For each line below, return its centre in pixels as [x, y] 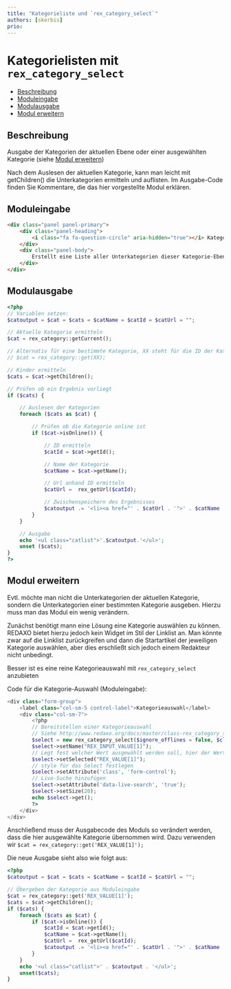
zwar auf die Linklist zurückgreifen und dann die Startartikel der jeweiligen [112, 640]
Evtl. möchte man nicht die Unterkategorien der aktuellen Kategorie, [103, 597]
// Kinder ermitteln [37, 370]
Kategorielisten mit [63, 60]
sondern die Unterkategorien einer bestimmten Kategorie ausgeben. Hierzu [114, 605]
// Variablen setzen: [38, 313]
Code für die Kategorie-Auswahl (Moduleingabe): [77, 689]
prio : [15, 26]
